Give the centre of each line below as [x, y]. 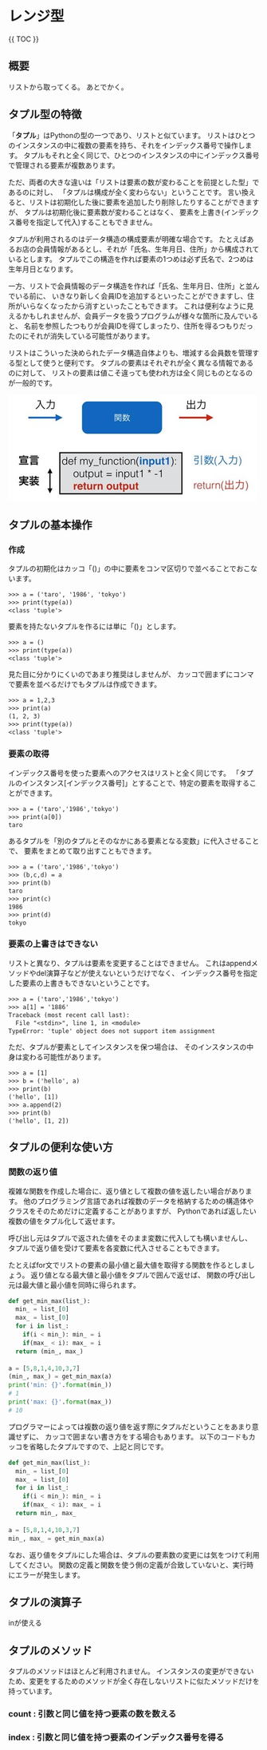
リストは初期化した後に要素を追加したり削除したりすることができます [144, 202]
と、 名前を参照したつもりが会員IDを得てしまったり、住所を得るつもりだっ [131, 326]
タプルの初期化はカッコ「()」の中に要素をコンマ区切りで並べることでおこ [130, 568]
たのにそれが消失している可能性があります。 [81, 335]
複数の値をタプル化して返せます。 [64, 1221]
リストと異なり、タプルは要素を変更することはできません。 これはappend [130, 963]
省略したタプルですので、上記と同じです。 [99, 1447]
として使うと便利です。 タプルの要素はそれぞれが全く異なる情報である [137, 362]
